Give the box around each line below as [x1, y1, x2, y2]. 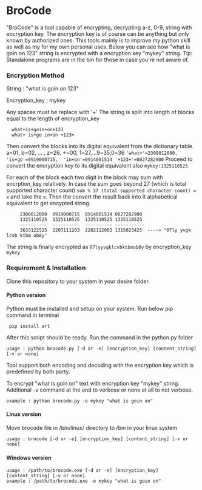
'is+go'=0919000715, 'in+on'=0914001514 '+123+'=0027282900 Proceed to [6, 155, 193, 163]
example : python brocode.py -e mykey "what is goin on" [6, 398, 153, 404]
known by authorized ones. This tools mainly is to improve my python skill [6, 36, 190, 44]
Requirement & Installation [6, 264, 86, 272]
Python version [6, 291, 46, 299]
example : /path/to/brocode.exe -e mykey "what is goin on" [6, 478, 162, 485]
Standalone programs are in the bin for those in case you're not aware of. [6, 56, 189, 63]
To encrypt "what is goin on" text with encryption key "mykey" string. [6, 379, 180, 387]
